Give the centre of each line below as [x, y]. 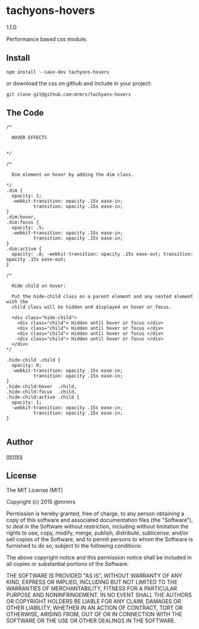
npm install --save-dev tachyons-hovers [58, 72]
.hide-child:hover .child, [42, 386]
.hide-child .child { [34, 360]
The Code [25, 113]
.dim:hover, [21, 217]
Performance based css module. [47, 39]
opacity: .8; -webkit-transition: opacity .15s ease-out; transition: [103, 254]
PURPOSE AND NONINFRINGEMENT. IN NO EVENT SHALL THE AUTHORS [99, 595]
